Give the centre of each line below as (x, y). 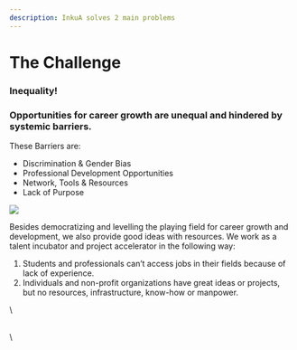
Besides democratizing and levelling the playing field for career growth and (149, 227)
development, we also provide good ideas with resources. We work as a (143, 237)
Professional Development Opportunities (98, 174)
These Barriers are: (45, 147)
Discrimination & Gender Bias (77, 164)
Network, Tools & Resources (75, 183)
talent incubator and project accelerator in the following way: (123, 246)
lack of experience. (58, 273)
